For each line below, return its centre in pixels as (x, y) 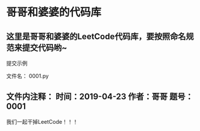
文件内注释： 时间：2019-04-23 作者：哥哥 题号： (100, 97)
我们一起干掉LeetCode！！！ (42, 121)
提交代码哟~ (45, 48)
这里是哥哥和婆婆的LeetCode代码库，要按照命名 (96, 36)
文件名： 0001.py (28, 76)
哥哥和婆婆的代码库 (54, 12)
